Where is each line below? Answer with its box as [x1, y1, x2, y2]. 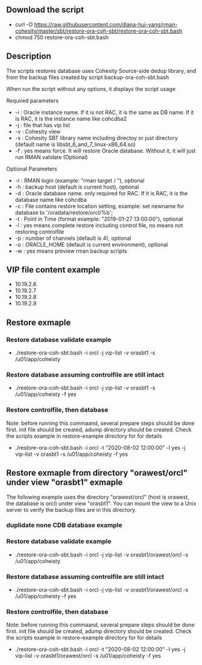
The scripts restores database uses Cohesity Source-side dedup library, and [6, 67, 197, 74]
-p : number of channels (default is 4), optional [14, 235, 131, 242]
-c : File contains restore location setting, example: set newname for [14, 202, 185, 210]
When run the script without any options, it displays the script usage [6, 85, 176, 92]
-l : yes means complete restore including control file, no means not [14, 221, 183, 228]
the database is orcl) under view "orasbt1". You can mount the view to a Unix [6, 500, 197, 507]
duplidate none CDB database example [6, 521, 122, 529]
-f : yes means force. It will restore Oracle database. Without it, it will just [14, 147, 196, 154]
